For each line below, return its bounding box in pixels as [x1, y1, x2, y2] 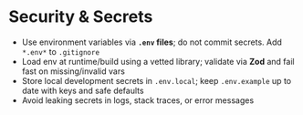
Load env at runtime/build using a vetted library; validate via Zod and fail [21, 56, 295, 67]
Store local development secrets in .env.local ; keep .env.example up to [21, 75, 292, 86]
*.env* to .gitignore [21, 46, 100, 57]
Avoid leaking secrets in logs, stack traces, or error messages [21, 94, 255, 106]
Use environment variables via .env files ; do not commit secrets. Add [21, 37, 282, 47]
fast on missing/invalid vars [21, 66, 125, 77]
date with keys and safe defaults [21, 85, 144, 96]
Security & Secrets [8, 6, 153, 27]
